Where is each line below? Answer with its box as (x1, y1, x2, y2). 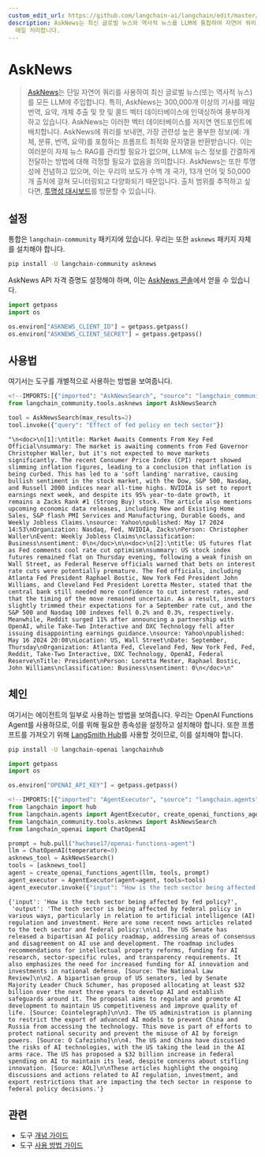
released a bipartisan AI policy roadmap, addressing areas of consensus (8, 932, 256, 940)
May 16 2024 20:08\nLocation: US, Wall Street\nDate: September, (8, 636, 227, 644)
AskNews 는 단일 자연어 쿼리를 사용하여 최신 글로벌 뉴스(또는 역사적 (27, 88, 236, 97)
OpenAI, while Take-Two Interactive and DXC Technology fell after (8, 622, 235, 630)
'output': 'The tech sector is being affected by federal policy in (11, 905, 242, 912)
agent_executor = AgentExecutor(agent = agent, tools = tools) (8, 876, 207, 884)
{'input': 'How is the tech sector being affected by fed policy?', (8, 897, 238, 906)
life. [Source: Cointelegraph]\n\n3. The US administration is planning (8, 1008, 252, 1017)
